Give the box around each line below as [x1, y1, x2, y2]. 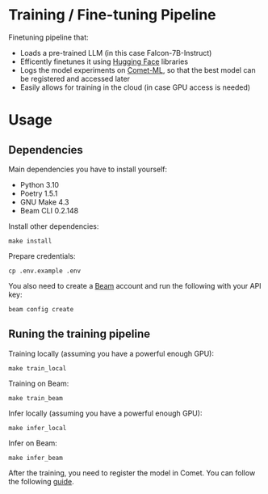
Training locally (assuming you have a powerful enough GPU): [8, 348, 214, 358]
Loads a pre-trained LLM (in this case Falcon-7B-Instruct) [19, 48, 212, 57]
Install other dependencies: [8, 221, 99, 231]
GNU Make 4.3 [19, 196, 69, 207]
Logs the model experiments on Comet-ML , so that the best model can [19, 65, 256, 74]
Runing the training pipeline [8, 327, 151, 341]
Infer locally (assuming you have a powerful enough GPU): [8, 408, 203, 418]
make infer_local [8, 424, 67, 432]
